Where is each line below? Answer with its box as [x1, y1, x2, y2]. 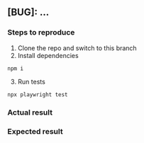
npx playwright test [7, 91, 69, 98]
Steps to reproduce [7, 28, 75, 38]
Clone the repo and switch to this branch [17, 43, 137, 52]
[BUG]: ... [7, 6, 50, 18]
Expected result [7, 126, 63, 136]
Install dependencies [17, 51, 79, 59]
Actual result [7, 107, 53, 117]
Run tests [17, 77, 46, 86]
